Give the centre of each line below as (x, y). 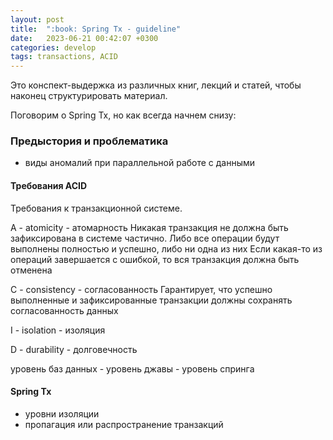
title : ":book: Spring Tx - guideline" (96, 29)
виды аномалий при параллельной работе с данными (140, 163)
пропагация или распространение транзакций (124, 424)
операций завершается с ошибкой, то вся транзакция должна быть (155, 259)
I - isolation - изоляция (58, 330)
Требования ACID (49, 186)
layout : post (37, 19)
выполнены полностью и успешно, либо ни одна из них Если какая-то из (166, 248)
